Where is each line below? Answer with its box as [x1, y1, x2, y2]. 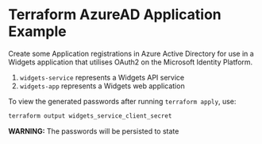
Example [8, 22, 67, 41]
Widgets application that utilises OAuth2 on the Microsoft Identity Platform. [8, 57, 253, 67]
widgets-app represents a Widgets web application [19, 81, 185, 91]
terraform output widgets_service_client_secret [8, 111, 172, 120]
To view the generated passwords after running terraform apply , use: [8, 96, 237, 106]
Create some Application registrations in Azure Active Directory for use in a [8, 49, 254, 58]
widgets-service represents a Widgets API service [19, 72, 185, 82]
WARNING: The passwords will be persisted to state [8, 126, 179, 136]
